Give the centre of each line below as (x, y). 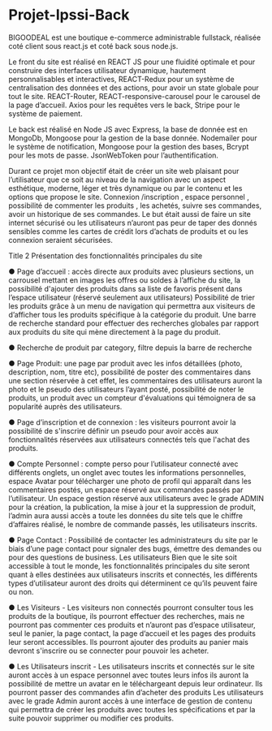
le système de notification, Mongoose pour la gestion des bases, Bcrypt (129, 146)
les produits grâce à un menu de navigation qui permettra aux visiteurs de (132, 305)
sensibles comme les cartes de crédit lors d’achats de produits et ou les (129, 231)
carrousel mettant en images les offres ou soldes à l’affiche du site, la (125, 280)
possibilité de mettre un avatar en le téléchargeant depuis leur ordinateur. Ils (136, 683)
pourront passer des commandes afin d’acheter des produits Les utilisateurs (136, 692)
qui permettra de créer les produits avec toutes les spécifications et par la (132, 709)
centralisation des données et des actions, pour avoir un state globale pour (134, 88)
